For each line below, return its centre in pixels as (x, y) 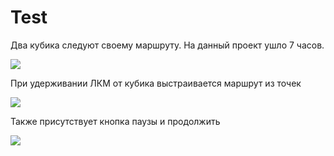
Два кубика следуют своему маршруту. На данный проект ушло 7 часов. (167, 45)
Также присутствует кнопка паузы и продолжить (115, 121)
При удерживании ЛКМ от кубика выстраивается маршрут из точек (156, 83)
